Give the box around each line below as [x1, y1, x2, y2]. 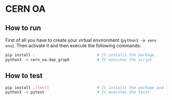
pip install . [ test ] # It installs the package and [5, 85, 164, 90]
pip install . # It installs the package [5, 52, 155, 57]
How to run [5, 24, 41, 32]
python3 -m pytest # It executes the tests [5, 90, 150, 95]
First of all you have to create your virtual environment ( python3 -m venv [5, 37, 157, 43]
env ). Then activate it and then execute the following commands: [5, 43, 141, 49]
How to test [5, 71, 42, 80]
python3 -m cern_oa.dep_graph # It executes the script [5, 57, 153, 62]
